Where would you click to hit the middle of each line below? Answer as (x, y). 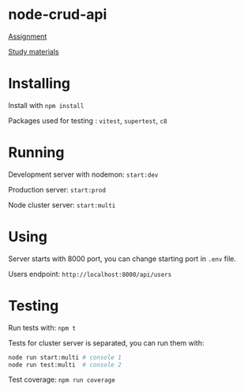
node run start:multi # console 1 (65, 357)
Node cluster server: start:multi (62, 205)
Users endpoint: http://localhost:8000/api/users (90, 274)
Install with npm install (46, 105)
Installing (39, 84)
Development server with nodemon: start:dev (83, 174)
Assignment (28, 36)
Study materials (34, 51)
